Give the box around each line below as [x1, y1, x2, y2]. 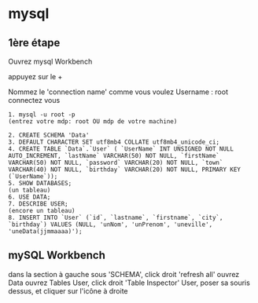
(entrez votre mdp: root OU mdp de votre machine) [8, 118, 178, 126]
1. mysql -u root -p [8, 111, 76, 119]
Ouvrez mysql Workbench [8, 57, 93, 66]
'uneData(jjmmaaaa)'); [8, 228, 83, 235]
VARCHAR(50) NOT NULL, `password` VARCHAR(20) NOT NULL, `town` [8, 159, 223, 166]
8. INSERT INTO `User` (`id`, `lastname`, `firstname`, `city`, [8, 214, 223, 221]
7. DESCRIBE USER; [8, 200, 68, 208]
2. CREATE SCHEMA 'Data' [8, 131, 90, 139]
